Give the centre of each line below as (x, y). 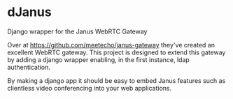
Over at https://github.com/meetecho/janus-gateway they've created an (111, 45)
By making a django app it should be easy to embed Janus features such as (116, 80)
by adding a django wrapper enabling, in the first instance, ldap (99, 59)
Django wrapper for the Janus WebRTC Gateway (77, 31)
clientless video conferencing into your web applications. (90, 88)
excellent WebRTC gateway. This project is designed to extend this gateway (116, 52)
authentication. (29, 67)
